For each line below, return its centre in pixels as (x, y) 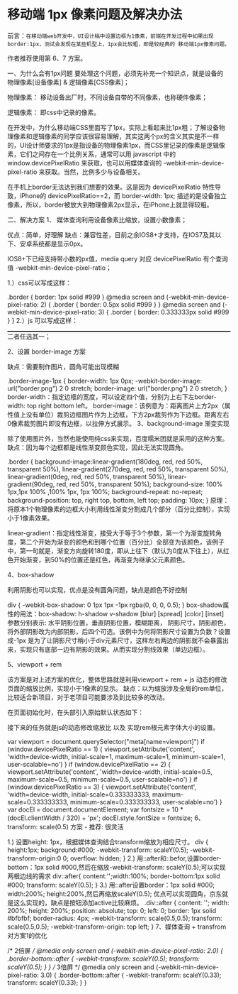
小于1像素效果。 (30, 518)
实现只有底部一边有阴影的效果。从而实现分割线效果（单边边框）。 (114, 649)
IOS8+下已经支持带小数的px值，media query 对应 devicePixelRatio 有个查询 (118, 258)
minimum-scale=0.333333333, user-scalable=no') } (146, 802)
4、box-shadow (31, 574)
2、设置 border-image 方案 (47, 351)
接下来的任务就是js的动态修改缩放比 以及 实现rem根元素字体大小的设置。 (113, 727)
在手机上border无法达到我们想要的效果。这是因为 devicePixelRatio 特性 (111, 187)
